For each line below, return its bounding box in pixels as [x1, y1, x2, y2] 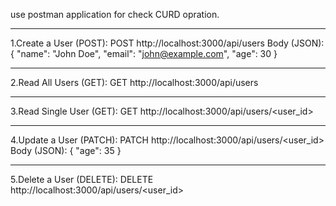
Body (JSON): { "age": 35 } [10, 145, 122, 156]
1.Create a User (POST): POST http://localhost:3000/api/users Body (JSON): [10, 37, 325, 49]
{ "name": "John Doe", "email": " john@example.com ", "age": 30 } [10, 48, 278, 59]
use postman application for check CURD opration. [10, 9, 220, 20]
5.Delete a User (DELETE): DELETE [10, 174, 154, 185]
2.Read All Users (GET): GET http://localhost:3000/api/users [10, 77, 259, 88]
